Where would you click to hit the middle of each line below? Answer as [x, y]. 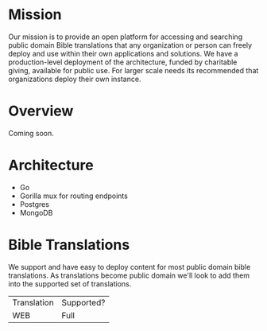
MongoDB [36, 212]
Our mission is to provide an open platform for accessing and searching [126, 37]
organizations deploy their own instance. [75, 79]
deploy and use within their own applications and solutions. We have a [123, 53]
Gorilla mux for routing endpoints [74, 196]
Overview [41, 111]
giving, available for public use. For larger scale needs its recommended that [133, 70]
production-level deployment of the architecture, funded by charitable [123, 62]
